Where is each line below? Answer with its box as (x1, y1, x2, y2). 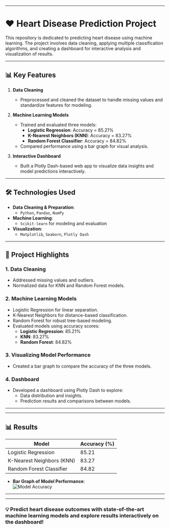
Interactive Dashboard (12, 153, 61, 159)
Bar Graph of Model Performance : (12, 478, 85, 484)
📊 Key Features (5, 71, 56, 79)
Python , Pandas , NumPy (20, 210, 64, 216)
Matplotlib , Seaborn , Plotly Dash (20, 231, 90, 237)
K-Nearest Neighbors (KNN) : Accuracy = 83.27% (27, 132, 132, 138)
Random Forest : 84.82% (20, 339, 72, 345)
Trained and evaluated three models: (20, 121, 97, 128)
